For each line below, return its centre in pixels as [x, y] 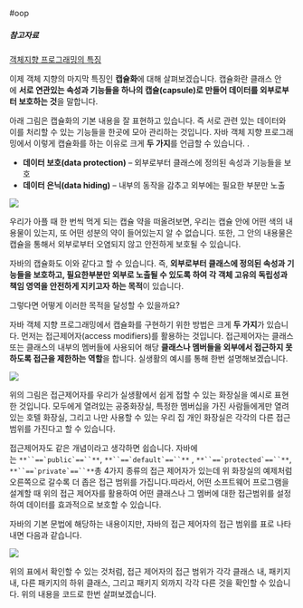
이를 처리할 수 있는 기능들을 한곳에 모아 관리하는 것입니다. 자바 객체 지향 [136, 131]
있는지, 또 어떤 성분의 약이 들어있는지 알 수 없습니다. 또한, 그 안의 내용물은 [163, 232]
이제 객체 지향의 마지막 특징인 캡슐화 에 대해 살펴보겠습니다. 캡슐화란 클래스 [141, 78]
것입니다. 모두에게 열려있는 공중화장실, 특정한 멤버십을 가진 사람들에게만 [146, 406]
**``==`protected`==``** [242, 460]
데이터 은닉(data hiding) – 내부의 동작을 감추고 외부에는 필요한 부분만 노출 [154, 185]
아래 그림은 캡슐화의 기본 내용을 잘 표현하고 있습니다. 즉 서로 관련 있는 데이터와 [148, 121]
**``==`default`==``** [147, 460]
